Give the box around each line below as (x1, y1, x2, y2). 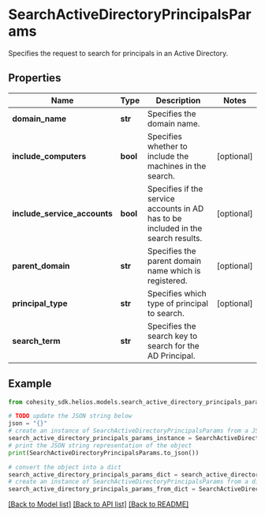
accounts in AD (147, 203, 204, 214)
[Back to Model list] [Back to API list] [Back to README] (8, 499, 189, 509)
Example (8, 377, 52, 390)
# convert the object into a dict (8, 463, 122, 471)
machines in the (147, 160, 207, 171)
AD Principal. (147, 350, 196, 361)
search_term (12, 335, 61, 346)
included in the (147, 223, 203, 234)
